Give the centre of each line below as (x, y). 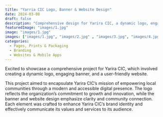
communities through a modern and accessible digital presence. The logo (79, 89)
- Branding (20, 50)
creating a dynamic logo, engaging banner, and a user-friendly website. (77, 74)
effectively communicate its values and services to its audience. (69, 109)
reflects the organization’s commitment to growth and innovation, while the (80, 94)
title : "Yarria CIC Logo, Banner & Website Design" (58, 10)
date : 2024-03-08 (23, 14)
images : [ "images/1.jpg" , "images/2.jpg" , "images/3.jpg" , (67, 37)
